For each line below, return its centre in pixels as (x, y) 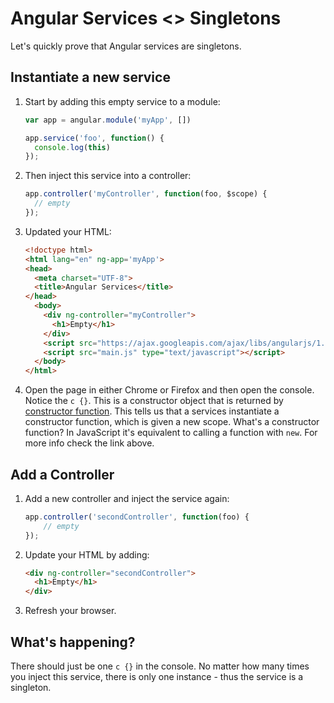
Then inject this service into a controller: (108, 176)
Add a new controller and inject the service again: (127, 498)
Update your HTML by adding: (87, 554)
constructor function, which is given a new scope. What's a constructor (172, 422)
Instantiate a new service (90, 77)
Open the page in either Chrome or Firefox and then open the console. (169, 390)
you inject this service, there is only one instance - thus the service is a (157, 676)
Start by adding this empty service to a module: (122, 101)
